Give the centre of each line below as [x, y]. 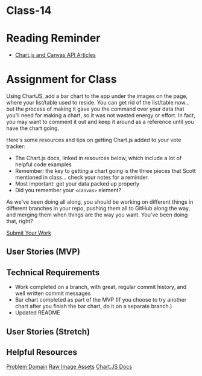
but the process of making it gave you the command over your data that [96, 109]
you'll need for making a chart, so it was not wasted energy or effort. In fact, [101, 115]
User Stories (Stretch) [48, 332]
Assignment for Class [62, 79]
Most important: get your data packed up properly [77, 184]
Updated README [37, 313]
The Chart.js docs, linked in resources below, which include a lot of [98, 158]
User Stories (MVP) [43, 252]
